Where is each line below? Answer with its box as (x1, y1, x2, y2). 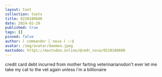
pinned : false (5, 35, 34, 39)
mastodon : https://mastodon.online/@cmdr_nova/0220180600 (5, 48, 125, 53)
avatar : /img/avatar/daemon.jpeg (5, 43, 73, 48)
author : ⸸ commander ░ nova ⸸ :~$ (5, 39, 74, 44)
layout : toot (5, 7, 32, 12)
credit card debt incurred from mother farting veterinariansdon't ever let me (5, 61, 157, 67)
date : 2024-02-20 (5, 20, 40, 26)
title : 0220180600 (5, 16, 42, 21)
